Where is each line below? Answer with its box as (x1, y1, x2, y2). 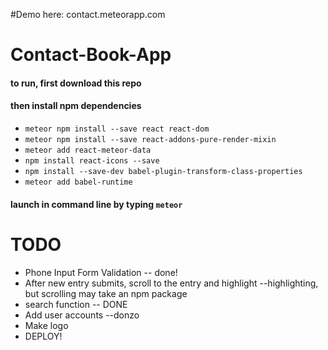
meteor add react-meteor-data (24, 145, 152, 155)
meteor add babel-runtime (24, 177, 133, 187)
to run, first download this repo (10, 77, 142, 89)
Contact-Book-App (10, 44, 172, 66)
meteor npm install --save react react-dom (24, 124, 210, 134)
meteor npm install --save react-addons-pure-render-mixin (24, 134, 277, 144)
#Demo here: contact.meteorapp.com (10, 9, 166, 20)
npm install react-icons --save (24, 155, 160, 166)
